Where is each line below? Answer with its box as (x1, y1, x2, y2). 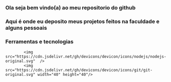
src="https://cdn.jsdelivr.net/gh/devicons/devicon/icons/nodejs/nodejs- (5, 54, 167, 59)
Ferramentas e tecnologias (5, 38, 73, 45)
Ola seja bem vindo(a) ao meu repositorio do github (5, 4, 136, 11)
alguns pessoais (5, 24, 47, 31)
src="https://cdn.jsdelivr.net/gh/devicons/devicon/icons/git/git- (5, 68, 153, 73)
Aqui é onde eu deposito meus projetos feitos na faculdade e (5, 17, 160, 25)
